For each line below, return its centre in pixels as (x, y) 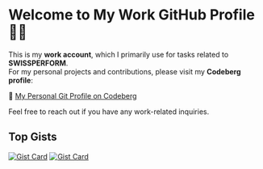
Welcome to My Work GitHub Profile (132, 15)
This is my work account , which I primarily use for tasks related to (119, 54)
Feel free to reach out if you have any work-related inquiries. (109, 112)
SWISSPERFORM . (38, 63)
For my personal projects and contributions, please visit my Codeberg (125, 71)
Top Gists (33, 137)
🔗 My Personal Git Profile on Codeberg (73, 95)
